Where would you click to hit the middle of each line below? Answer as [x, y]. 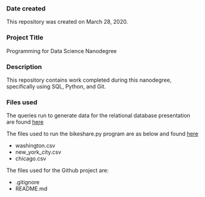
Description [24, 66]
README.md [31, 189]
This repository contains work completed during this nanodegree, [89, 80]
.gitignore [27, 182]
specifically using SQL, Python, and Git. [56, 86]
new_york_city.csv [38, 152]
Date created [26, 9]
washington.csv [35, 146]
